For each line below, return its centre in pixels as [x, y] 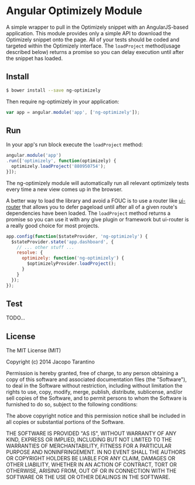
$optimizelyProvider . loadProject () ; [72, 264]
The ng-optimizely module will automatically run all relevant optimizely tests [97, 183]
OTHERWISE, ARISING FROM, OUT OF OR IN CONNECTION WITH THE [91, 471]
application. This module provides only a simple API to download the [89, 33]
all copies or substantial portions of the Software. [65, 422]
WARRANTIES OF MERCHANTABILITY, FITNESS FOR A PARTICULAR [89, 446]
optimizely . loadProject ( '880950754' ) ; [59, 166]
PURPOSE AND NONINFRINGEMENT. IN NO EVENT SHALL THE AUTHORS [96, 452]
